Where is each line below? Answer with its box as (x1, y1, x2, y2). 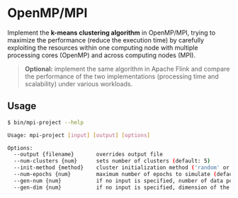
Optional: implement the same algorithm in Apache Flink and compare (24, 64, 230, 73)
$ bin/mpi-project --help (7, 119, 84, 126)
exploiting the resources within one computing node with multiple (7, 43, 198, 52)
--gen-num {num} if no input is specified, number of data (13, 177, 223, 185)
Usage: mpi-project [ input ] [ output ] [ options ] (7, 132, 151, 139)
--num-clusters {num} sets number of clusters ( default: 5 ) (13, 158, 211, 165)
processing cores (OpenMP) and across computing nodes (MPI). (7, 51, 196, 59)
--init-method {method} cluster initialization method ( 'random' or (13, 164, 230, 171)
